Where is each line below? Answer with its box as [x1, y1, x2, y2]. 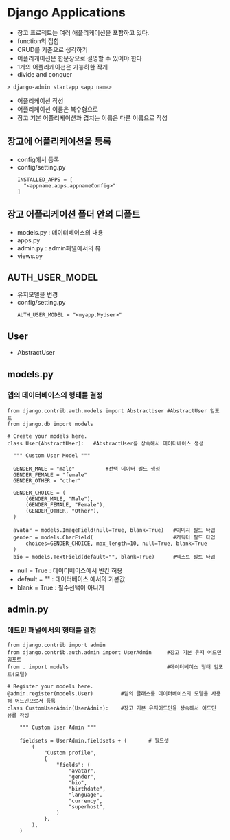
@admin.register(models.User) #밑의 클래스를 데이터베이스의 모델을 [7, 690, 209, 697]
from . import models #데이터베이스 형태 [7, 664, 211, 670]
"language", [68, 791, 103, 798]
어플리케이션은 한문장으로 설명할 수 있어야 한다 [16, 54, 142, 62]
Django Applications [7, 5, 126, 21]
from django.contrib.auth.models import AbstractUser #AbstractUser [7, 407, 207, 415]
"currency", [68, 797, 103, 804]
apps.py [16, 235, 41, 244]
